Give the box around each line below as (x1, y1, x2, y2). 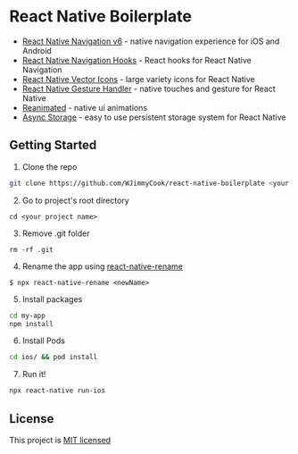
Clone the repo (21, 161, 78, 172)
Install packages (21, 293, 83, 305)
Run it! (21, 369, 46, 380)
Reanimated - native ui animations (21, 102, 148, 113)
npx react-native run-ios (9, 386, 105, 395)
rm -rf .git (9, 245, 54, 254)
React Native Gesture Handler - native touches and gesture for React (21, 83, 276, 94)
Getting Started (9, 138, 97, 153)
